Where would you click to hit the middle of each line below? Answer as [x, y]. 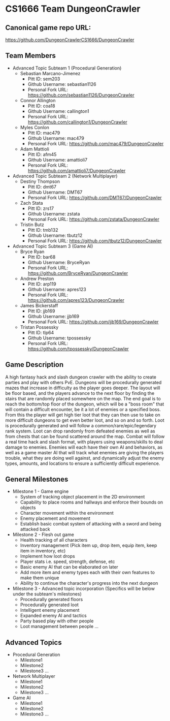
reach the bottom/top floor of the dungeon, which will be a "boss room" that [85, 404]
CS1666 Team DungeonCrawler [73, 9]
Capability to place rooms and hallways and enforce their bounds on [92, 502]
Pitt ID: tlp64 [41, 332]
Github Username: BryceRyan [59, 262]
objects [28, 508]
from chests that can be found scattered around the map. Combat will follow [85, 436]
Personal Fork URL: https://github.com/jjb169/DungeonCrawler [93, 322]
